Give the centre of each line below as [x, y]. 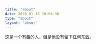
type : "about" [19, 18]
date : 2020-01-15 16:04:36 [32, 14]
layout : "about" [21, 23]
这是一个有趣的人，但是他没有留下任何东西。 [49, 37]
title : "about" [20, 9]
